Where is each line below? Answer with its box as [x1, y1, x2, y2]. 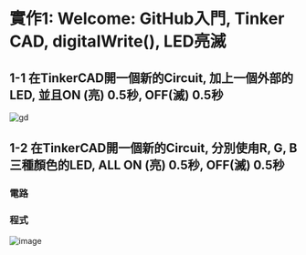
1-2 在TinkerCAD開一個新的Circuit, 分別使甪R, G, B [9, 140, 298, 156]
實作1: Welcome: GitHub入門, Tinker [9, 8, 285, 29]
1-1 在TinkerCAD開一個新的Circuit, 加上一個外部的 [9, 70, 294, 86]
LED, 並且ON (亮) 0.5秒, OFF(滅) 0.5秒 [9, 87, 224, 103]
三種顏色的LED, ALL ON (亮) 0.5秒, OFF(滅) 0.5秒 [9, 158, 285, 173]
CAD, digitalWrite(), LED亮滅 [9, 31, 227, 52]
